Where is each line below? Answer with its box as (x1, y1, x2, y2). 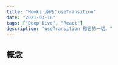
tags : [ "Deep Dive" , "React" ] (6, 20, 83, 26)
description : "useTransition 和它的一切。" (6, 25, 113, 32)
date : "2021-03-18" (6, 14, 56, 20)
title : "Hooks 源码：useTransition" (6, 8, 97, 15)
